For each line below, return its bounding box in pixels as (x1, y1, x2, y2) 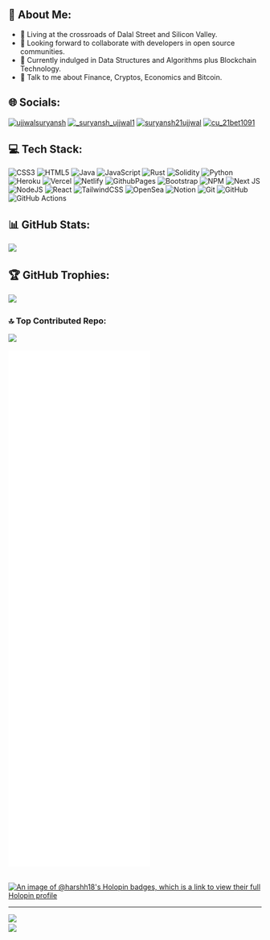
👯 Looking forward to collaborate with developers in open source (19, 38, 235, 48)
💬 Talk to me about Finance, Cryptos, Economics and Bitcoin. (19, 72, 223, 81)
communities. (19, 46, 66, 56)
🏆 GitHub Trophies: (8, 268, 110, 282)
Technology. (19, 64, 62, 73)
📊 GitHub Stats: (8, 218, 91, 231)
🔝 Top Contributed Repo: (8, 315, 107, 327)
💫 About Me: (8, 8, 72, 22)
